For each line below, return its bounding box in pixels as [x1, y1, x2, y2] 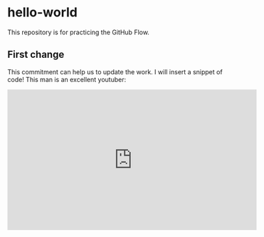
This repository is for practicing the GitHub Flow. [7, 28, 149, 36]
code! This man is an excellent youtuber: [7, 75, 127, 84]
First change [7, 49, 65, 61]
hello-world [7, 4, 78, 21]
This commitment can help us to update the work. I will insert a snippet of [7, 67, 223, 76]
